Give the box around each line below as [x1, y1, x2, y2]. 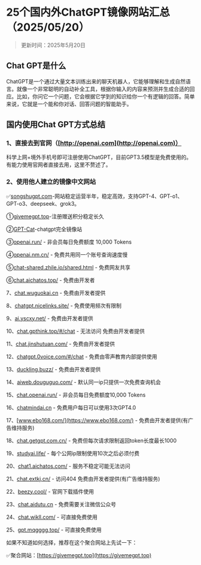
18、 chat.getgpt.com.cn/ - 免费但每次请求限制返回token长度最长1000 [6, 437, 177, 444]
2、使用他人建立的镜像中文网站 [6, 178, 96, 186]
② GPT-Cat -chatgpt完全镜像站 [6, 226, 83, 233]
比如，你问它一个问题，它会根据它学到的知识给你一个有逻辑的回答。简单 [16, 92, 195, 100]
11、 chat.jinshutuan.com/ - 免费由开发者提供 [6, 340, 115, 347]
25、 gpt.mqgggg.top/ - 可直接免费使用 [6, 526, 102, 533]
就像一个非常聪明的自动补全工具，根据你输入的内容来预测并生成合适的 [16, 85, 190, 92]
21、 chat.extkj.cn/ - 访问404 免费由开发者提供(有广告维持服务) [6, 475, 160, 482]
